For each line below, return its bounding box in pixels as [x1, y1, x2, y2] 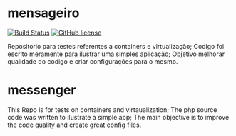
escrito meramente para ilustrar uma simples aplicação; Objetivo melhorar [7, 50, 225, 58]
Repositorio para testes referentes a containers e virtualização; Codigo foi [7, 42, 225, 50]
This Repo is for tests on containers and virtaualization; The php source [7, 105, 217, 114]
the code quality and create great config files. [7, 120, 142, 129]
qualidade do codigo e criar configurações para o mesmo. [7, 57, 178, 65]
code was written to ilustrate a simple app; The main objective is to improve [7, 113, 230, 121]
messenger [7, 82, 76, 98]
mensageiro [7, 5, 80, 21]
